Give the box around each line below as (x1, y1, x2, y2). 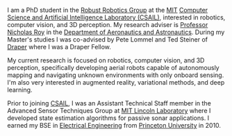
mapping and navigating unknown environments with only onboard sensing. (7, 71, 224, 79)
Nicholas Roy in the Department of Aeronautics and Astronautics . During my (7, 28, 225, 36)
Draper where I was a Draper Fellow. (7, 43, 111, 51)
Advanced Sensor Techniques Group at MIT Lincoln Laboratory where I (7, 107, 211, 114)
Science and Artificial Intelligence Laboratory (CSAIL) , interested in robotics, (7, 13, 226, 22)
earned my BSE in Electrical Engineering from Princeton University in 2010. (7, 121, 221, 129)
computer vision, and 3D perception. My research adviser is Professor (7, 21, 208, 28)
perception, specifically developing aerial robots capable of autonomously (7, 64, 220, 71)
